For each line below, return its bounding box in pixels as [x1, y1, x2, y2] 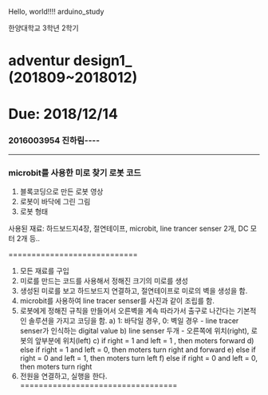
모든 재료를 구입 [19, 266, 69, 275]
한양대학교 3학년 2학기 [8, 23, 79, 33]
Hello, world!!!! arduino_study [8, 7, 104, 16]
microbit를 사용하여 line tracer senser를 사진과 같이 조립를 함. [19, 295, 215, 306]
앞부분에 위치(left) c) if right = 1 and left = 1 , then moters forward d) [34, 335, 254, 346]
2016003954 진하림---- [8, 135, 100, 146]
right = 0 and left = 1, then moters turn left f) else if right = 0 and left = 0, [19, 353, 258, 362]
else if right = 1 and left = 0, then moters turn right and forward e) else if [19, 345, 257, 354]
